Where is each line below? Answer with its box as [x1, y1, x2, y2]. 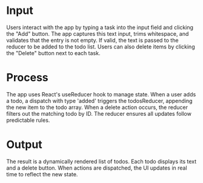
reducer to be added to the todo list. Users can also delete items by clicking [6, 43, 195, 50]
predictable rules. [6, 116, 50, 124]
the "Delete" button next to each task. [6, 49, 101, 56]
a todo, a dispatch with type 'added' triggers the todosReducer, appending [6, 97, 193, 104]
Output [6, 138, 42, 151]
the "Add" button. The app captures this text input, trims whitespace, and [6, 30, 189, 37]
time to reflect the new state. [6, 170, 78, 178]
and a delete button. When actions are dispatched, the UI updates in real [6, 164, 187, 171]
